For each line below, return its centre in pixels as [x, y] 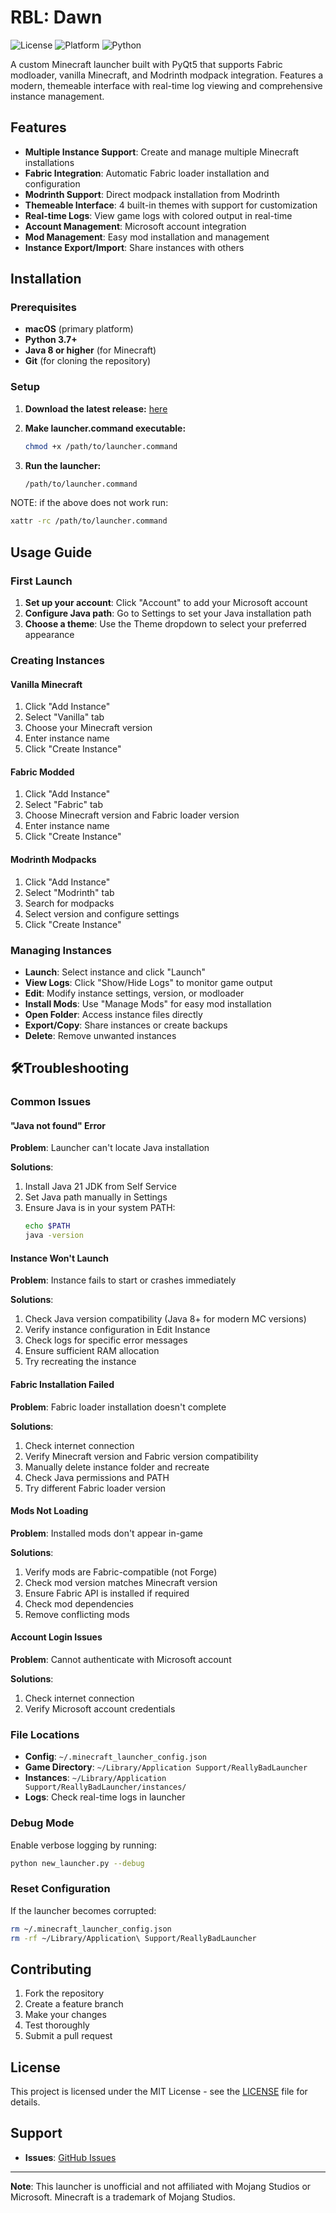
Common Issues [51, 1102]
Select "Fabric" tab [64, 805]
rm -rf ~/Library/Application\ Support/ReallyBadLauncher [133, 1938]
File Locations [45, 1734]
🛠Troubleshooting [70, 1068]
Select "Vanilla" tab [64, 717]
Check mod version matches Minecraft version [121, 1582]
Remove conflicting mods [77, 1614]
